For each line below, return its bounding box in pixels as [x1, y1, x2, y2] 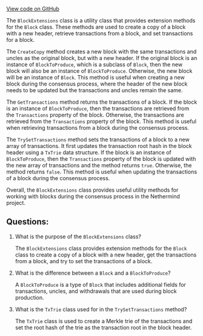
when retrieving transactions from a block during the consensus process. [6, 124, 190, 131]
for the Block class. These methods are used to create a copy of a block [6, 24, 186, 30]
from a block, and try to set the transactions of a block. [15, 257, 153, 264]
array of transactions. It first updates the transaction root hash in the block [6, 143, 192, 149]
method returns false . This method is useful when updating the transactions [6, 168, 198, 175]
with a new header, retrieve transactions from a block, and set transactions [6, 30, 193, 37]
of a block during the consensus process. [6, 175, 110, 181]
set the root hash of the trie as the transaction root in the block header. [15, 324, 192, 331]
